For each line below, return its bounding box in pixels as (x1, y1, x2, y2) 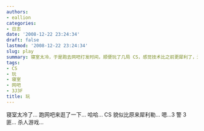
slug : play (6, 49, 34, 55)
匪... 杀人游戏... (6, 118, 44, 126)
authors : (6, 8, 29, 15)
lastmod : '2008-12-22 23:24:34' (6, 43, 88, 49)
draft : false (6, 37, 39, 43)
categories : (6, 20, 36, 26)
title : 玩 (6, 93, 30, 99)
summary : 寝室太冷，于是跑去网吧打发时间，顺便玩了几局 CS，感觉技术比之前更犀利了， (6, 54, 197, 60)
